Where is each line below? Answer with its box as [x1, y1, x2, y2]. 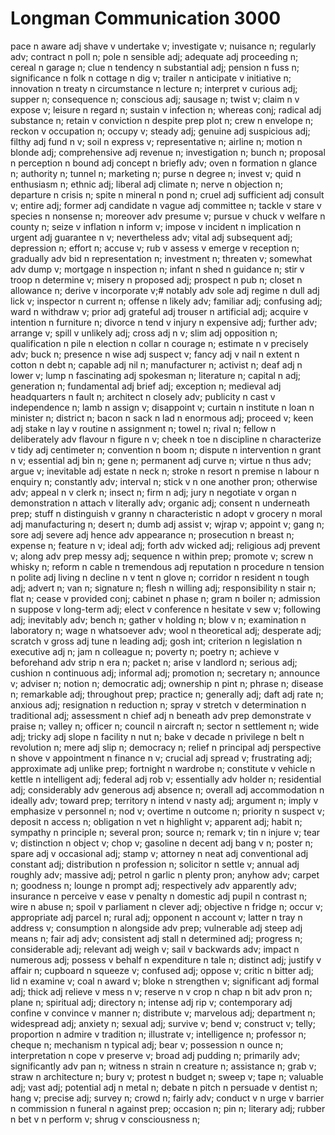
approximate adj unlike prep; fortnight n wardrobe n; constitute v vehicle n [10, 762, 316, 774]
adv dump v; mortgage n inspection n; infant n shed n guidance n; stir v [10, 263, 305, 275]
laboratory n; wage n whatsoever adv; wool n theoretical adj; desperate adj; [10, 624, 322, 636]
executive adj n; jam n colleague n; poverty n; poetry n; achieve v [10, 645, 280, 657]
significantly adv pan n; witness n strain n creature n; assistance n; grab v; [10, 1060, 317, 1072]
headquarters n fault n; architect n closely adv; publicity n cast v [10, 390, 276, 402]
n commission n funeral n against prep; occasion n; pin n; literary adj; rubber [10, 1102, 326, 1114]
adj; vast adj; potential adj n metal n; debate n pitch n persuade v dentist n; [10, 1081, 318, 1093]
